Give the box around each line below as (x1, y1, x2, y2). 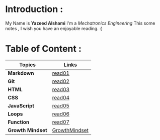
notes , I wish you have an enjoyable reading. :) (5, 25, 103, 31)
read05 (52, 102, 69, 109)
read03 (52, 86, 69, 93)
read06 (52, 110, 69, 117)
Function (8, 118, 30, 125)
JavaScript (8, 102, 34, 109)
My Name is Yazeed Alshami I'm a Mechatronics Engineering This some (5, 20, 155, 26)
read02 (52, 78, 69, 85)
